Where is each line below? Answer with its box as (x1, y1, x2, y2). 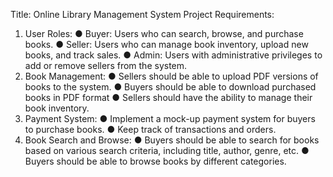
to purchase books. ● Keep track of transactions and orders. (24, 124, 277, 135)
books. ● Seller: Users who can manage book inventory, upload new (24, 39, 309, 50)
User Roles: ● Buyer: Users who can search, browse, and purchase (24, 28, 304, 39)
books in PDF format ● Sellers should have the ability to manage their (24, 92, 313, 103)
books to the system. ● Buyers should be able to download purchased (24, 81, 317, 93)
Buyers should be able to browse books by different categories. (24, 155, 287, 167)
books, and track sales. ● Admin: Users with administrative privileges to (24, 49, 323, 61)
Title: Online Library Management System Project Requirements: (10, 9, 275, 20)
